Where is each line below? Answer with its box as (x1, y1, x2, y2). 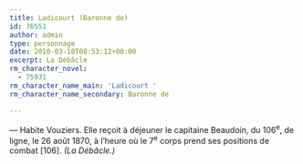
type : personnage (9, 38, 76, 48)
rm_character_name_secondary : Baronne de (9, 89, 170, 98)
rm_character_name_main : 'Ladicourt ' (9, 81, 157, 90)
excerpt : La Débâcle (9, 56, 89, 65)
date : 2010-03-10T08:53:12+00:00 (9, 47, 137, 56)
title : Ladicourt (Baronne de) (9, 13, 129, 23)
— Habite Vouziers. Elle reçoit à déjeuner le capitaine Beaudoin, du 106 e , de (9, 122, 295, 135)
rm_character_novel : (9, 65, 89, 74)
